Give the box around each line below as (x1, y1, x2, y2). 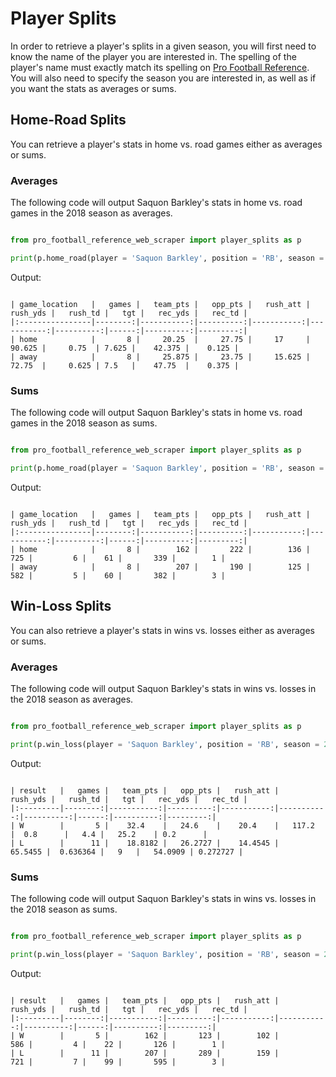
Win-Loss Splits (10, 598, 112, 615)
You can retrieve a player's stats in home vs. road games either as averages (10, 138, 323, 150)
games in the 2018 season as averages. (10, 207, 173, 219)
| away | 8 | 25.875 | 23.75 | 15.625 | (10, 352, 311, 362)
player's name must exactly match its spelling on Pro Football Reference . (10, 61, 310, 73)
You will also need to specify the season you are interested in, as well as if (10, 72, 317, 84)
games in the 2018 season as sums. (10, 417, 158, 429)
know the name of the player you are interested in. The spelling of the (10, 50, 297, 62)
